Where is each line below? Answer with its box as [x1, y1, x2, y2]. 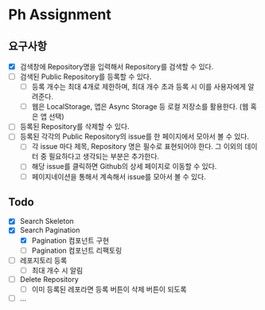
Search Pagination [19, 226, 80, 235]
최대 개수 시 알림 [31, 265, 84, 275]
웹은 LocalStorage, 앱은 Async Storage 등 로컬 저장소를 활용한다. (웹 [31, 102, 249, 112]
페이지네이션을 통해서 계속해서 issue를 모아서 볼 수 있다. [31, 171, 207, 181]
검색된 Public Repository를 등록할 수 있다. [19, 72, 152, 81]
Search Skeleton [19, 217, 74, 226]
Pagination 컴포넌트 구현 [31, 235, 110, 245]
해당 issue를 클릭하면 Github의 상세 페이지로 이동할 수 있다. [31, 162, 217, 171]
